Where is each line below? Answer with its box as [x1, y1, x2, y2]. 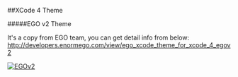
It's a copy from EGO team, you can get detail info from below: [7, 33, 190, 42]
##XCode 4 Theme [7, 6, 63, 14]
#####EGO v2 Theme [7, 20, 72, 28]
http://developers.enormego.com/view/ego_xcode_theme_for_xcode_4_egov [7, 41, 231, 49]
